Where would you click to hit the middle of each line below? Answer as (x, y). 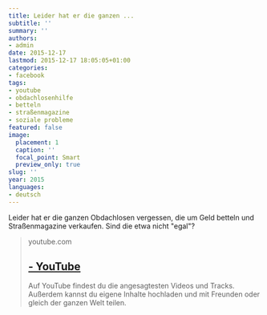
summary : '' (28, 30)
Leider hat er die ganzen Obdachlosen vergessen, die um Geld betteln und (131, 217)
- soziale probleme (41, 120)
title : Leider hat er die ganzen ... (71, 16)
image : (19, 135)
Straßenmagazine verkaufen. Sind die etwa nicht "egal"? (101, 226)
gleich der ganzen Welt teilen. (77, 303)
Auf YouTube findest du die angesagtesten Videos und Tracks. (131, 286)
